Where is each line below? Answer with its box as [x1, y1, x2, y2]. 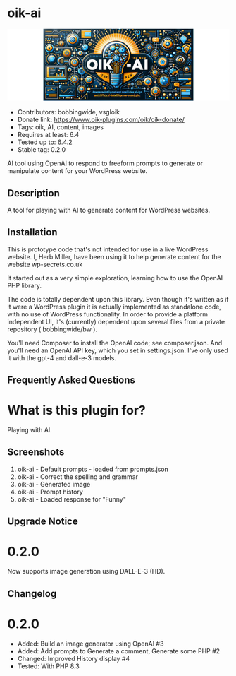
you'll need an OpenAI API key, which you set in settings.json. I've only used [7, 346, 229, 355]
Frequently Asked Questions [7, 374, 136, 386]
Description [7, 187, 60, 199]
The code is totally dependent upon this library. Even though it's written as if [7, 295, 229, 303]
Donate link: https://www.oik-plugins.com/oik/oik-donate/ [17, 115, 185, 124]
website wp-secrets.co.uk [7, 260, 83, 268]
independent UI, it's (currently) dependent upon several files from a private [7, 317, 225, 326]
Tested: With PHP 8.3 [17, 662, 80, 670]
